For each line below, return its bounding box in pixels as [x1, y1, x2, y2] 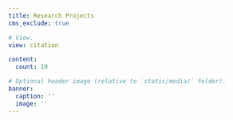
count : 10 [15, 63, 48, 71]
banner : [8, 85, 34, 93]
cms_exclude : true [8, 19, 69, 27]
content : [8, 55, 38, 64]
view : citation [8, 41, 59, 49]
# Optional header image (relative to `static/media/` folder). [8, 78, 227, 86]
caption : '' [15, 92, 56, 100]
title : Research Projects [8, 11, 94, 20]
